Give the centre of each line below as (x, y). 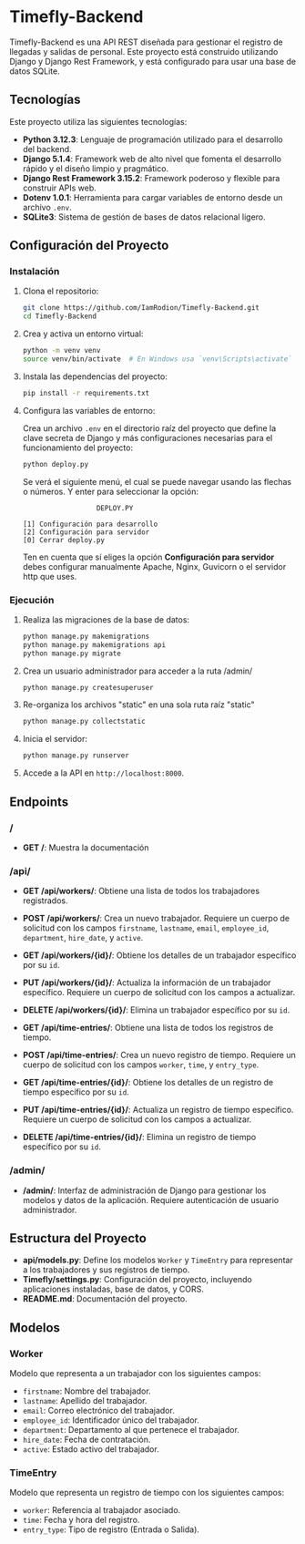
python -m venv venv (61, 351)
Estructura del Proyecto (78, 1238)
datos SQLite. (35, 71)
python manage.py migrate (71, 654)
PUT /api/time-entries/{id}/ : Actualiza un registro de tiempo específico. (158, 1110)
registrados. (45, 901)
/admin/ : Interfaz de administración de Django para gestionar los (144, 1190)
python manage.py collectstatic (84, 722)
